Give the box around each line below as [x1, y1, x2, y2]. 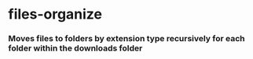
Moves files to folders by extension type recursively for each [8, 33, 245, 44]
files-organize [8, 5, 103, 23]
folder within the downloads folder [8, 43, 143, 54]
